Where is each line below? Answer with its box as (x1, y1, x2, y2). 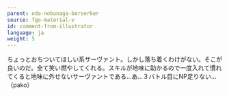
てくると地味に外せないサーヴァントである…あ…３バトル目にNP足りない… (7, 73, 217, 81)
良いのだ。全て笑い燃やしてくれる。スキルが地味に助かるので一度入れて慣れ (7, 64, 222, 72)
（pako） (7, 81, 33, 89)
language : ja (7, 29, 44, 36)
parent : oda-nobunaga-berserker (7, 10, 99, 17)
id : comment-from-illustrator (7, 23, 94, 29)
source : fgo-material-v (7, 16, 75, 23)
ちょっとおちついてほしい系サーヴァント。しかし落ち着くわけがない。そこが (7, 56, 223, 64)
